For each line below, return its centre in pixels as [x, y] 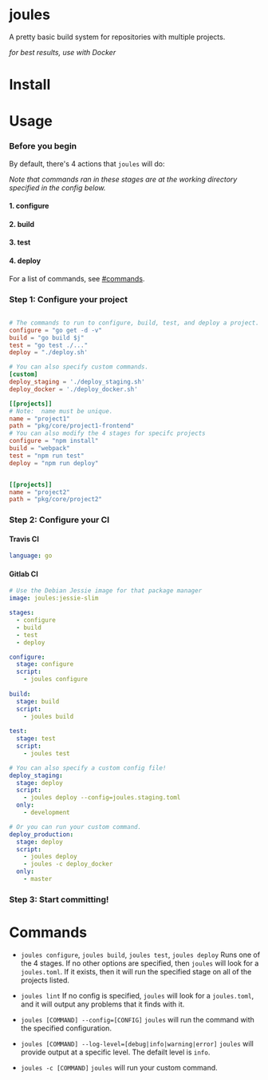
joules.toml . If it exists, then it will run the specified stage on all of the [136, 971]
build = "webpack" [39, 448]
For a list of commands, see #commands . [77, 278]
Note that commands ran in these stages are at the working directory [123, 179]
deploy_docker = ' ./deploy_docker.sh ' [73, 389]
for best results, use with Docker [63, 52]
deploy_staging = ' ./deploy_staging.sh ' [77, 382]
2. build [22, 224]
